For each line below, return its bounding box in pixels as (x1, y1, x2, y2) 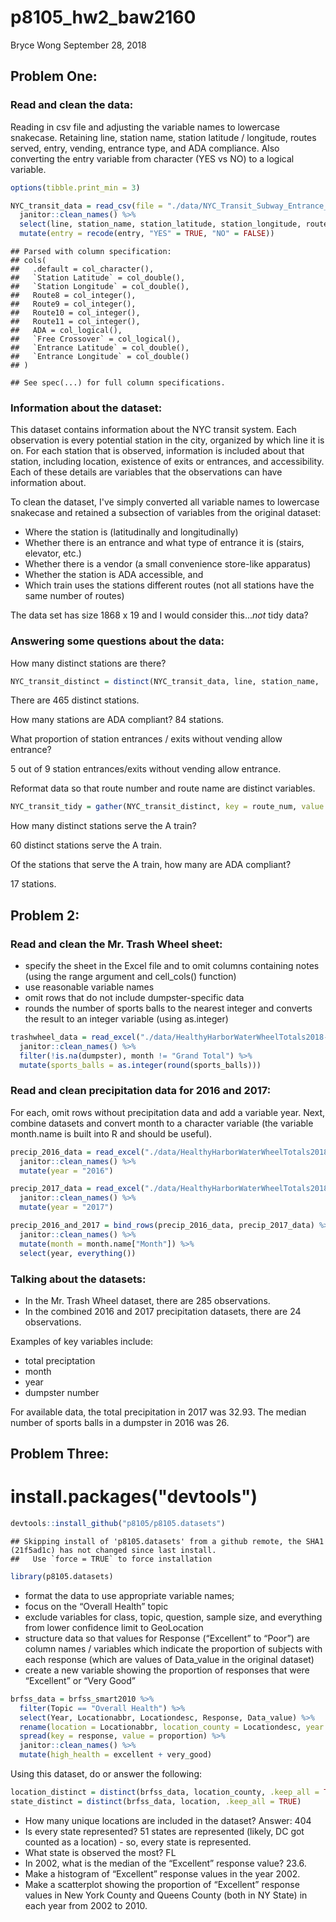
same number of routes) (24, 590, 125, 602)
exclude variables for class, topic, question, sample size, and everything (24, 1611, 323, 1623)
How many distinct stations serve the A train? (10, 820, 197, 832)
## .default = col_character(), (10, 264, 155, 274)
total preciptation (24, 1354, 96, 1366)
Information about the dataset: (10, 401, 163, 415)
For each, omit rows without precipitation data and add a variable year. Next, (10, 1106, 326, 1118)
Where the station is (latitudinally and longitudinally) (24, 526, 239, 538)
